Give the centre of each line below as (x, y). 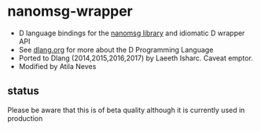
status (24, 91)
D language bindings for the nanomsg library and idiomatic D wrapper (132, 33)
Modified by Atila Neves (57, 66)
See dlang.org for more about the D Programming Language (116, 49)
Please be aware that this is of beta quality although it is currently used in (126, 110)
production (25, 118)
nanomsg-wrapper (70, 11)
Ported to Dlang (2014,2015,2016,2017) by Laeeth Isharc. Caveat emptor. (136, 58)
